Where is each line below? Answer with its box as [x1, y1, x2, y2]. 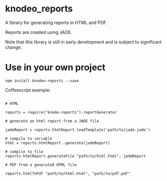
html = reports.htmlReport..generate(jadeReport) [5, 140, 111, 145]
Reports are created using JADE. [5, 29, 72, 35]
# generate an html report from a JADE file [5, 118, 99, 123]
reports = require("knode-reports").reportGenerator [5, 109, 117, 115]
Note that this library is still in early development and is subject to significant [5, 38, 162, 45]
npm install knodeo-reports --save [5, 78, 79, 83]
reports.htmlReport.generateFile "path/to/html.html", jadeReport [5, 153, 146, 158]
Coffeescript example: [5, 87, 51, 93]
